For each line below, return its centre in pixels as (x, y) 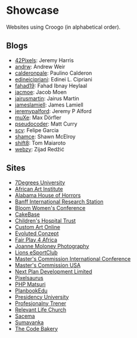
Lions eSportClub (36, 252)
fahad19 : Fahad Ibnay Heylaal (51, 86)
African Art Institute (39, 188)
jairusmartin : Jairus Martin (47, 98)
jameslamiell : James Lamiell (49, 105)
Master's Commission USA (48, 265)
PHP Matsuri (30, 284)
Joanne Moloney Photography (52, 246)
